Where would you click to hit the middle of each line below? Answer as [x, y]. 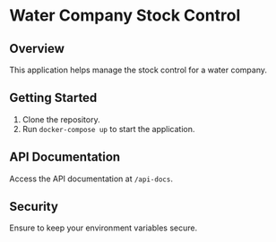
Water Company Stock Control [125, 16]
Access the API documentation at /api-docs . [91, 179]
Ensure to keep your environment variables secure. [103, 228]
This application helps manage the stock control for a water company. [138, 70]
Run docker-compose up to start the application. [108, 129]
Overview [37, 49]
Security [34, 207]
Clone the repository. [61, 119]
